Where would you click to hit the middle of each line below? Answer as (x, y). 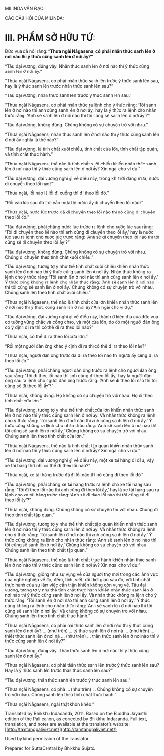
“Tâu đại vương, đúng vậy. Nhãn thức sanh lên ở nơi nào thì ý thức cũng (77, 66)
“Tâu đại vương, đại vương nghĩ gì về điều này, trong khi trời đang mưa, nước (82, 178)
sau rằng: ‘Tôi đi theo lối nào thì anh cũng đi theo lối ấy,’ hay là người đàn (78, 375)
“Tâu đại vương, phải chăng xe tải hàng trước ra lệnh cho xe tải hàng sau (78, 484)
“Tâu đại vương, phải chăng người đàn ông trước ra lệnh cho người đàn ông (81, 370)
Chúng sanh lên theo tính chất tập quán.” (46, 550)
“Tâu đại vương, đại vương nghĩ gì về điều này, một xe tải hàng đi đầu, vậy (80, 460)
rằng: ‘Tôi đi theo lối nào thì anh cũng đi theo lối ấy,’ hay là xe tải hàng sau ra (82, 489)
